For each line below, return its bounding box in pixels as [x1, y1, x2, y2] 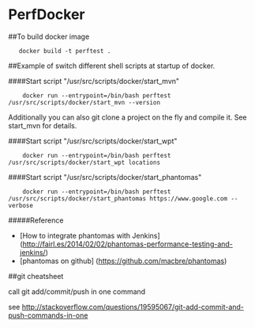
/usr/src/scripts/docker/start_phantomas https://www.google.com [8, 194, 227, 203]
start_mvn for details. [8, 120, 77, 130]
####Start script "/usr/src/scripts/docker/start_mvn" [8, 76, 180, 86]
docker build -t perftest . [18, 47, 111, 55]
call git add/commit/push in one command [8, 287, 146, 296]
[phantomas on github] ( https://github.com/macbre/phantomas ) [19, 256, 227, 265]
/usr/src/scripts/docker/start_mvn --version [8, 98, 160, 106]
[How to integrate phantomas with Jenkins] [19, 231, 160, 240]
